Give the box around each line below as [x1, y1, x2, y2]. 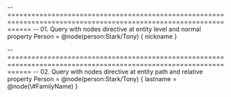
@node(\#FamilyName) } [7, 83, 78, 90]
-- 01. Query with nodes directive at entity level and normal [33, 25, 201, 33]
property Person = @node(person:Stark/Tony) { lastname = [7, 75, 177, 83]
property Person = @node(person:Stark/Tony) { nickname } [7, 32, 178, 41]
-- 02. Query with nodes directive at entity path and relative [33, 67, 203, 76]
